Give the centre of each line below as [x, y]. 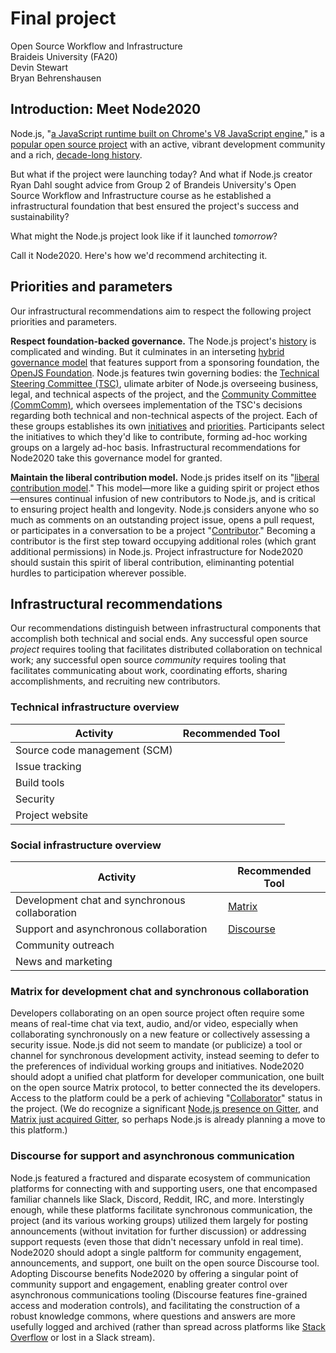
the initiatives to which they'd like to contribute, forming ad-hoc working [159, 436]
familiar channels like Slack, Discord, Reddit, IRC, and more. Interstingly [157, 1199]
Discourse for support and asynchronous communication [152, 1156]
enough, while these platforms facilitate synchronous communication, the [161, 1209]
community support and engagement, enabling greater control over [149, 1284]
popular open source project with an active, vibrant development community [168, 144]
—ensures [31, 498]
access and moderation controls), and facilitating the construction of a [155, 1305]
